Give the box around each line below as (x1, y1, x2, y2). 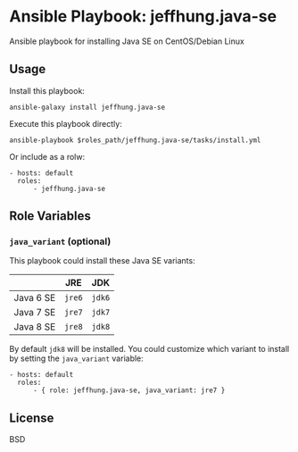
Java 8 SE (13, 321, 56, 333)
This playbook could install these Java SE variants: (9, 255, 195, 266)
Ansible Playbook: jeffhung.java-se (9, 6, 277, 27)
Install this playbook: (9, 85, 85, 96)
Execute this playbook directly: (9, 118, 122, 129)
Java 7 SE (13, 306, 56, 319)
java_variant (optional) (9, 235, 112, 247)
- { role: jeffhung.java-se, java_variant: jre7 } (32, 386, 226, 395)
